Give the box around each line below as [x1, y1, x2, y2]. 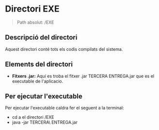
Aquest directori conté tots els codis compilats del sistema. [5, 46, 123, 52]
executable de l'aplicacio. [12, 78, 64, 84]
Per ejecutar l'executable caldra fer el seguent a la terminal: [5, 105, 124, 111]
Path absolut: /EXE [16, 19, 54, 25]
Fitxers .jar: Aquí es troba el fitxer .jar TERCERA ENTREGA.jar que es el [12, 73, 154, 79]
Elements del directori [5, 60, 73, 69]
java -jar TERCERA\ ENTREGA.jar [12, 119, 78, 125]
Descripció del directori [5, 33, 78, 42]
